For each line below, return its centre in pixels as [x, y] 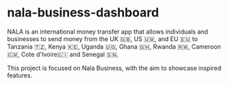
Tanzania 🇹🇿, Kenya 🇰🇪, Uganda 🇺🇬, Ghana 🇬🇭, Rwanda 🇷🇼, [99, 47]
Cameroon [206, 47]
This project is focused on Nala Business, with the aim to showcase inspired [114, 68]
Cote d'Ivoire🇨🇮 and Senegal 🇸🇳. [70, 54]
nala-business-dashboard [83, 13]
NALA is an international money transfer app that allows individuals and [108, 32]
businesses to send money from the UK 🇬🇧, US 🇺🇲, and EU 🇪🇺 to [103, 38]
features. [20, 75]
